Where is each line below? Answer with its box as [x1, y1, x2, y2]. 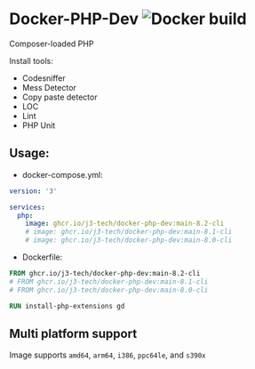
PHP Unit [21, 120, 56, 131]
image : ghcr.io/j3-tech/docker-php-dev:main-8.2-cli [25, 219, 225, 229]
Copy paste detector [21, 92, 98, 102]
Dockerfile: [21, 252, 63, 262]
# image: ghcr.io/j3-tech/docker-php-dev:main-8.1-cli [25, 228, 233, 237]
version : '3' [9, 187, 58, 196]
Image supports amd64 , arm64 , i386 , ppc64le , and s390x [9, 349, 206, 360]
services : [9, 203, 46, 212]
